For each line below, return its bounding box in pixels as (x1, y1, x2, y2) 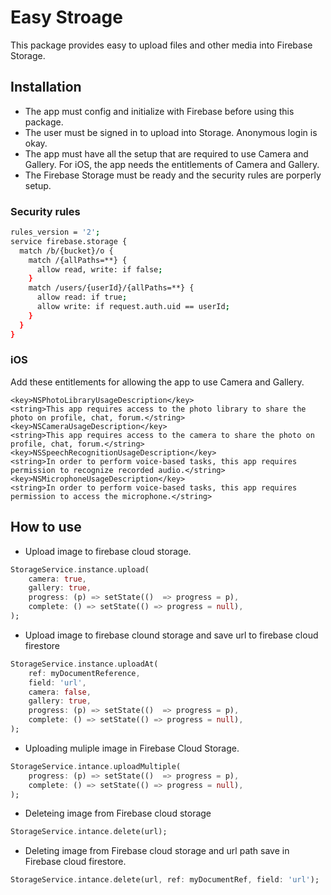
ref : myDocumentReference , (28, 668, 141, 678)
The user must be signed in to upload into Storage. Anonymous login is (24, 126, 318, 138)
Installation (10, 79, 82, 96)
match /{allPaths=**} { (28, 255, 128, 265)
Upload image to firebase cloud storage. (24, 545, 192, 557)
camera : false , (28, 687, 92, 697)
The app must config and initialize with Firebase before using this (24, 105, 295, 117)
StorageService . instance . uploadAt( (10, 659, 159, 669)
